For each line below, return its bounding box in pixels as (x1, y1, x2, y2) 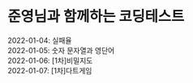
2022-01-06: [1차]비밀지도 (7, 56, 93, 65)
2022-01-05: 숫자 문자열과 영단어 (7, 45, 115, 55)
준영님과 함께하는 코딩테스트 (7, 7, 185, 26)
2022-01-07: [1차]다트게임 (7, 65, 92, 75)
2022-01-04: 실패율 (7, 35, 72, 45)
